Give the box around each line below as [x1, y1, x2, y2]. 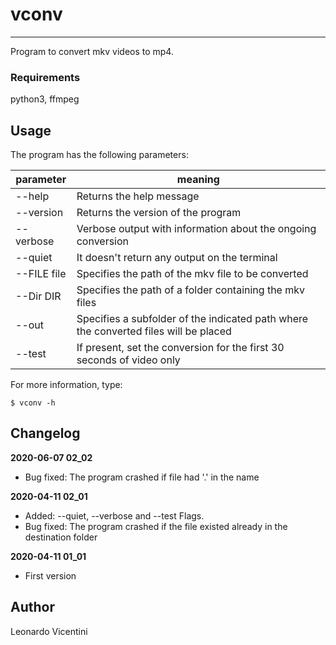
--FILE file [15, 267, 67, 281]
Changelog [10, 425, 81, 442]
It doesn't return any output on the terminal [76, 251, 278, 265]
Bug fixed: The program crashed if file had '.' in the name [24, 471, 260, 483]
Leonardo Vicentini [10, 625, 88, 637]
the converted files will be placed [76, 324, 232, 338]
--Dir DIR [15, 289, 62, 303]
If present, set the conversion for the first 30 [76, 341, 285, 355]
